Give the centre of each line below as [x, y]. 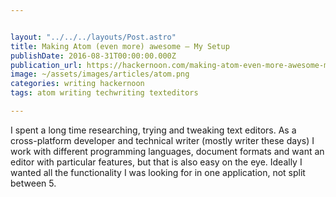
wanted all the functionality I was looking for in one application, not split [158, 172]
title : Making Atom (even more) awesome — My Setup [120, 46]
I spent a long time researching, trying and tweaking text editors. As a [153, 130]
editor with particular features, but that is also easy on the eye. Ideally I [156, 162]
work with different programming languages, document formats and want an [167, 151]
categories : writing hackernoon [77, 84]
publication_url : [46, 65]
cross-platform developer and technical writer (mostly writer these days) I [162, 140]
